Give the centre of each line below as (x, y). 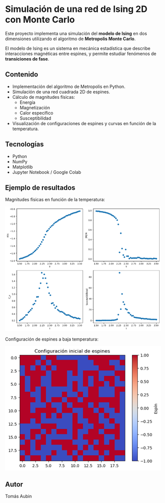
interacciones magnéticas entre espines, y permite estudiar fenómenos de (81, 54)
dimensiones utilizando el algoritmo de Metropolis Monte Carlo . (70, 39)
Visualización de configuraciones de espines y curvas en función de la (84, 123)
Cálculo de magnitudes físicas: (44, 97)
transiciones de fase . (27, 59)
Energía (27, 102)
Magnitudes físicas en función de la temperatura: (55, 200)
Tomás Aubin (19, 496)
